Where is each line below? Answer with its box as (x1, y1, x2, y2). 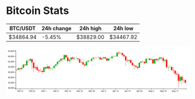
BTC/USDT (9, 25, 36, 32)
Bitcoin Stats (6, 4, 69, 17)
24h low (113, 25, 134, 32)
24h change (41, 25, 72, 32)
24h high (79, 25, 102, 32)
